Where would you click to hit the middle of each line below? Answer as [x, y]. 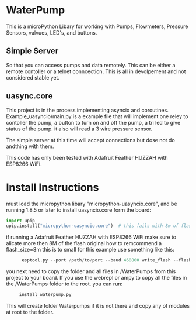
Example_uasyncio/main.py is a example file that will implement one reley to [97, 116]
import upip [20, 221]
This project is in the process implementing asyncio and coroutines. [87, 110]
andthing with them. [30, 146]
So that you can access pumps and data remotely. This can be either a [91, 65]
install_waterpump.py [45, 295]
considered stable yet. [33, 77]
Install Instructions [52, 187]
